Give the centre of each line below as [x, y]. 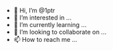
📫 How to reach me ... [45, 40]
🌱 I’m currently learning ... [50, 25]
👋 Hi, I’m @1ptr [34, 10]
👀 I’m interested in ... [42, 18]
